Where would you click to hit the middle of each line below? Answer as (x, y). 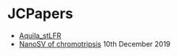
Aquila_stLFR (40, 35)
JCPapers (40, 14)
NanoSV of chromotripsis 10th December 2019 (95, 43)
